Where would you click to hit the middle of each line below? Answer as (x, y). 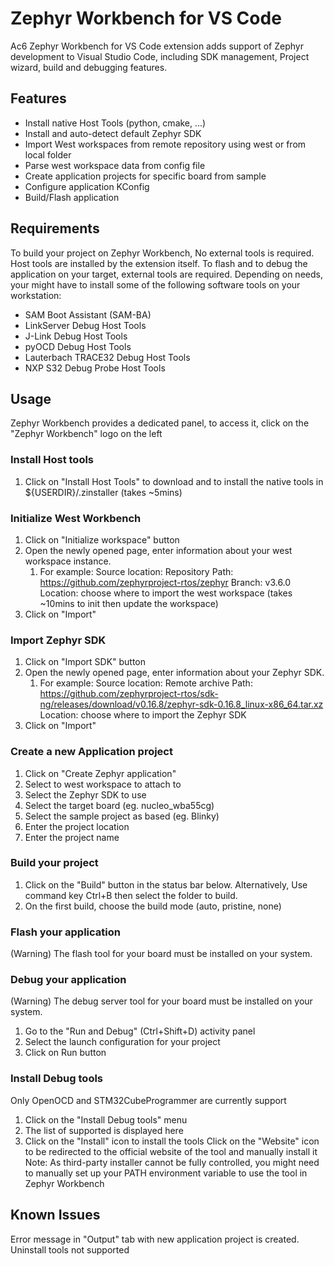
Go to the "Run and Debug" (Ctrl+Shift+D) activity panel (140, 1031)
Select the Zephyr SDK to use (85, 794)
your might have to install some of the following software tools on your (155, 284)
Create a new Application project (91, 752)
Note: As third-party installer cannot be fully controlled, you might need (172, 1162)
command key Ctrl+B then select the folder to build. (131, 895)
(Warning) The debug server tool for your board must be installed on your (161, 1001)
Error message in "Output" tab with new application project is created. (155, 1239)
